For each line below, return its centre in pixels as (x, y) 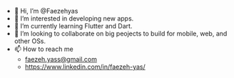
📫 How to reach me (44, 49)
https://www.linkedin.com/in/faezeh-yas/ (85, 67)
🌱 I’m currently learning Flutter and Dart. (73, 26)
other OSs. (30, 41)
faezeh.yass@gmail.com (61, 59)
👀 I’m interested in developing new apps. (74, 18)
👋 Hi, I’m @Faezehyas (46, 11)
